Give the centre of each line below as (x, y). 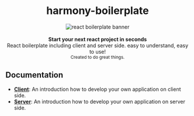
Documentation (34, 75)
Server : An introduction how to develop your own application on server (99, 101)
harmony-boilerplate (98, 11)
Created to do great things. (98, 57)
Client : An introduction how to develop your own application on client (98, 89)
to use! (98, 51)
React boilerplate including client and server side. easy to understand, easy (97, 45)
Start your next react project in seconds (98, 39)
